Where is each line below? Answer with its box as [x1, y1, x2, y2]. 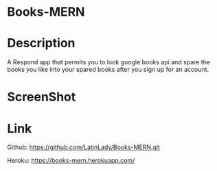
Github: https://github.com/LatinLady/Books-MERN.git [7, 143, 160, 151]
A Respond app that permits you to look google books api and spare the [7, 58, 211, 66]
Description [7, 36, 76, 51]
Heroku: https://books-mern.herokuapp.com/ [7, 157, 135, 165]
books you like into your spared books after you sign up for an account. [7, 66, 209, 74]
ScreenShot [7, 90, 76, 105]
